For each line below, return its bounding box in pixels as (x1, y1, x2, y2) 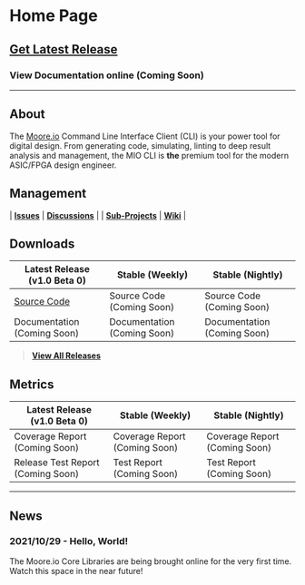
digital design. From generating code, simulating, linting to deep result (9, 140, 271, 151)
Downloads (9, 236, 75, 251)
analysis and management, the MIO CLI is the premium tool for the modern (9, 150, 289, 161)
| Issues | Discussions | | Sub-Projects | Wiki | (9, 210, 186, 220)
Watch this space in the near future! (9, 565, 143, 576)
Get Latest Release (9, 42, 118, 57)
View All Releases (31, 350, 102, 361)
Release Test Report (14, 456, 100, 469)
